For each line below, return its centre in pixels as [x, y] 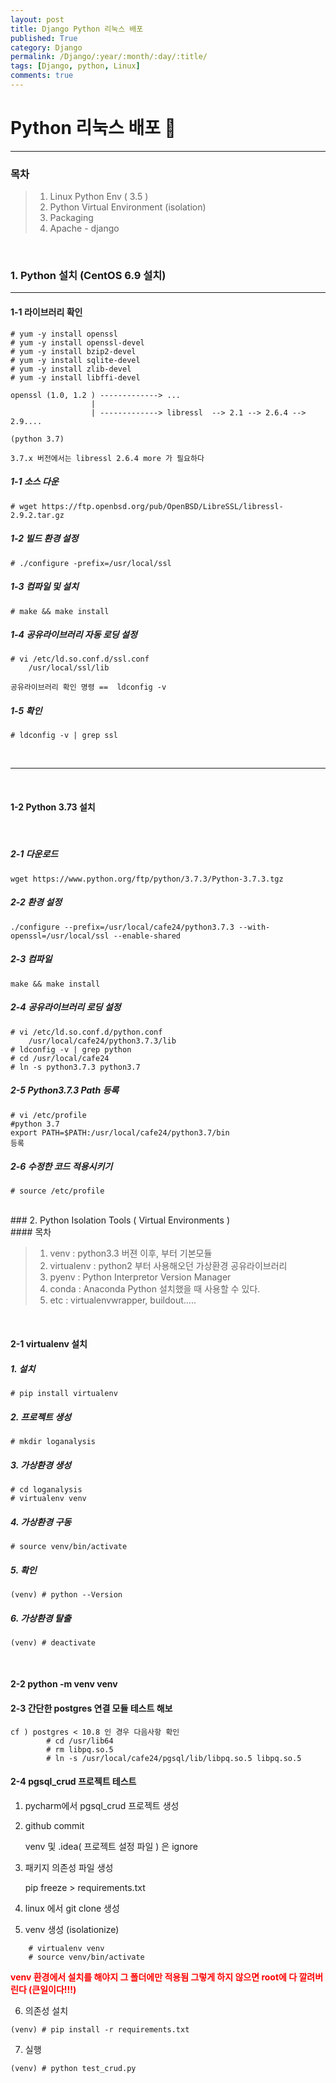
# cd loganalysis [46, 1489]
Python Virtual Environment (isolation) [128, 207]
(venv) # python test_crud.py [73, 2068]
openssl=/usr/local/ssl [60, 936]
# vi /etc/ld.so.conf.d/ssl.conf [80, 659]
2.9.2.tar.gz [37, 515]
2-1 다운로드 [34, 854]
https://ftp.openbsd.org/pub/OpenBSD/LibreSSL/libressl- [162, 506]
